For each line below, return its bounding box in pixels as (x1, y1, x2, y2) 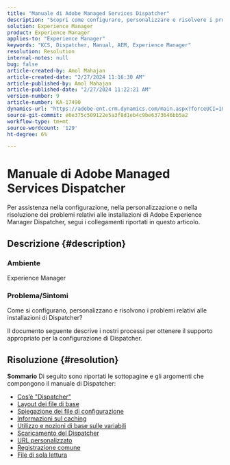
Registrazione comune (16, 443, 81, 451)
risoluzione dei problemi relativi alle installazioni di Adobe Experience (7, 211, 202, 219)
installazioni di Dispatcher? (7, 314, 83, 322)
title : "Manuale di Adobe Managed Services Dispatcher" (7, 10, 170, 17)
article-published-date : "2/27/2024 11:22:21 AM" (7, 86, 152, 93)
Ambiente (7, 258, 41, 267)
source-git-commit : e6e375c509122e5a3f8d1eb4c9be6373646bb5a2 (7, 111, 188, 118)
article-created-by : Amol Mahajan (7, 67, 106, 74)
